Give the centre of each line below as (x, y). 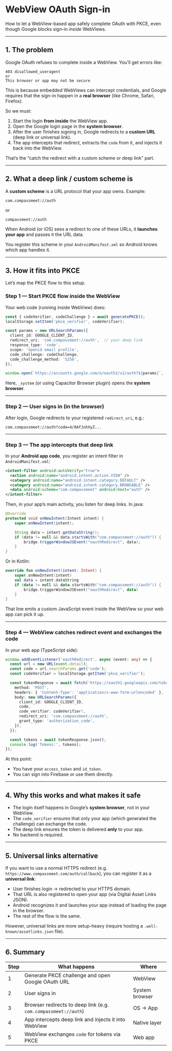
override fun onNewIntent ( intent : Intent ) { (53, 571)
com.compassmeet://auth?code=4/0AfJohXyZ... (53, 427)
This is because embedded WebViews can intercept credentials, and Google (86, 90)
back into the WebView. (37, 148)
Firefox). (14, 101)
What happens (76, 967)
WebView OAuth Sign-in (58, 9)
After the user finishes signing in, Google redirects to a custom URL (84, 132)
